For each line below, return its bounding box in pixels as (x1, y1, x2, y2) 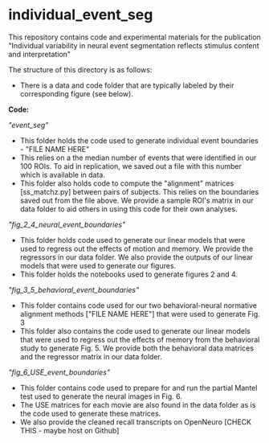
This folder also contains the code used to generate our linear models (19, 326, 251, 335)
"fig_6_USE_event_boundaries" (8, 367, 111, 377)
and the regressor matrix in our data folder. (19, 351, 162, 361)
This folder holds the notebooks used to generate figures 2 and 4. (19, 269, 238, 279)
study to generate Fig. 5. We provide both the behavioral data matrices (19, 343, 255, 353)
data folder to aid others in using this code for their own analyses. (19, 203, 238, 214)
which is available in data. (19, 170, 106, 179)
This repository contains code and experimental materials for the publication (8, 32, 261, 42)
